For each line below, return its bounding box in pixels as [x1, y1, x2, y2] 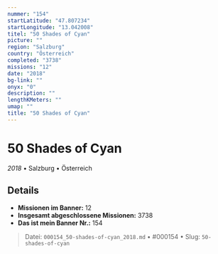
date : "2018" [7, 70, 46, 77]
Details [7, 184, 39, 196]
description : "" [7, 90, 55, 97]
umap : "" [7, 103, 33, 110]
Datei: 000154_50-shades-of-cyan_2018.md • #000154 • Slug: [24, 232, 201, 240]
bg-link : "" [7, 76, 43, 84]
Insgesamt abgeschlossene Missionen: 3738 [17, 211, 153, 219]
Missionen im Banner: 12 [17, 203, 92, 212]
